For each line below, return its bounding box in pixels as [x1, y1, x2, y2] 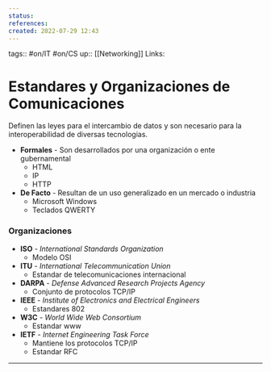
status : [8, 11, 35, 20]
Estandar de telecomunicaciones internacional [31, 270, 186, 279]
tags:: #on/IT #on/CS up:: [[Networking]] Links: [8, 49, 165, 59]
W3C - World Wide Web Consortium [19, 312, 142, 322]
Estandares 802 [31, 303, 85, 313]
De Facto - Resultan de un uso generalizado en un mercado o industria [19, 188, 256, 198]
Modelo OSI [31, 252, 72, 262]
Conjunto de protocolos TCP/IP [31, 286, 135, 296]
